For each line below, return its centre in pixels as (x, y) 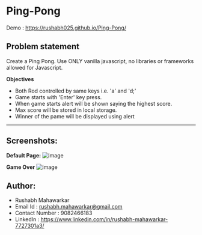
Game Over (21, 167)
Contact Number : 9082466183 (54, 213)
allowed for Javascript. (35, 67)
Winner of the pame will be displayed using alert (75, 116)
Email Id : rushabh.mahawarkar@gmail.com (69, 207)
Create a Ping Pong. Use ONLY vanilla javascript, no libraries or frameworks (100, 61)
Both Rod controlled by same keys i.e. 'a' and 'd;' (75, 91)
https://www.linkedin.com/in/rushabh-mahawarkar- (104, 219)
